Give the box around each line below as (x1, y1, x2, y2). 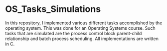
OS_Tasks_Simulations (5, 3, 101, 15)
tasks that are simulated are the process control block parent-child (5, 30, 142, 36)
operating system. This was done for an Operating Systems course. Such (5, 25, 156, 31)
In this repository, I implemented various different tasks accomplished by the (5, 20, 163, 26)
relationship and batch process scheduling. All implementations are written (5, 36, 159, 42)
